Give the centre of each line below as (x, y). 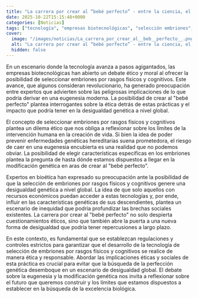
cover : (14, 34)
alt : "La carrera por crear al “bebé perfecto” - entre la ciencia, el (101, 45)
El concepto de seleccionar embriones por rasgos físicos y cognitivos (91, 122)
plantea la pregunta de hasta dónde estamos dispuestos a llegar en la (90, 159)
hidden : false (29, 50)
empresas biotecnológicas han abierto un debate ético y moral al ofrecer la (97, 73)
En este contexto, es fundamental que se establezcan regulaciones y (90, 239)
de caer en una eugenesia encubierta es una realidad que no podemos (92, 147)
